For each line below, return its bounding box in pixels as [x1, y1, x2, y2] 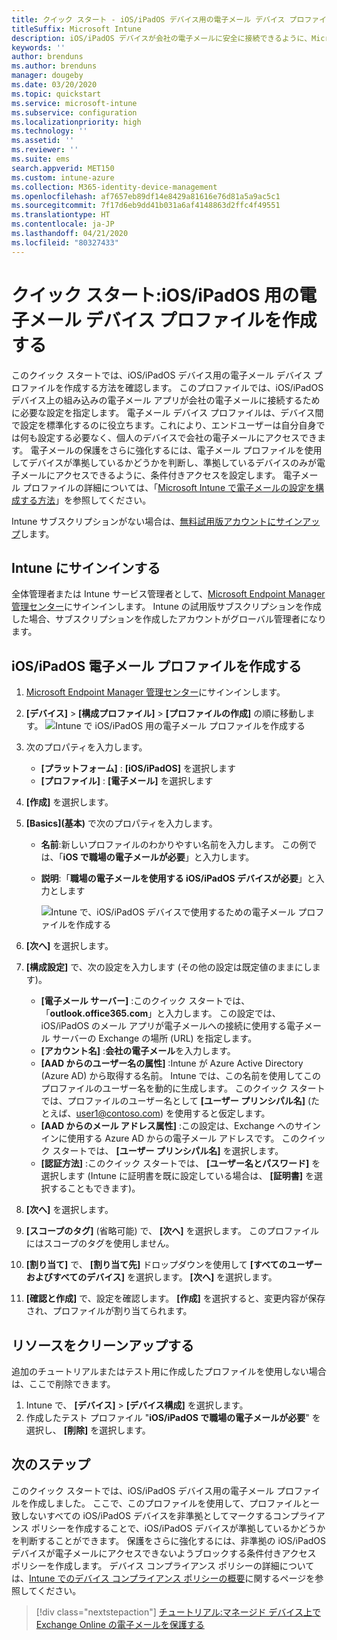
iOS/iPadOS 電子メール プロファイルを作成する [11, 657, 303, 675]
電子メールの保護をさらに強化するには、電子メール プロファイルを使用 [30, 444, 323, 456]
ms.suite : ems [11, 154, 71, 164]
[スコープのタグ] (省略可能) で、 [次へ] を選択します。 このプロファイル [25, 1225, 320, 1237]
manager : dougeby [11, 71, 84, 81]
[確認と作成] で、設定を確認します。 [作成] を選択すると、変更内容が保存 [25, 1292, 326, 1305]
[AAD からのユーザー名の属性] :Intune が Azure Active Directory [40, 1057, 304, 1070]
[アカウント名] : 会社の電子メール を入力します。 [40, 1045, 236, 1057]
